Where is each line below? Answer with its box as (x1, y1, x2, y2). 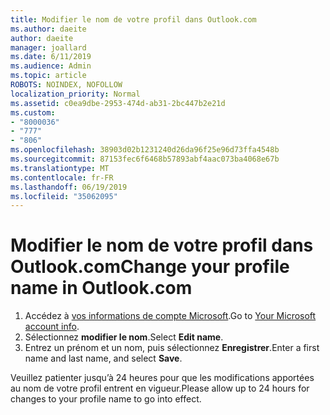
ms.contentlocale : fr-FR (10, 172, 114, 183)
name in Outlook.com (10, 277, 193, 300)
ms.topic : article (10, 71, 87, 81)
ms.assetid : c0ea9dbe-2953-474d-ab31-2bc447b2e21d (10, 98, 226, 108)
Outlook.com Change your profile (10, 256, 290, 278)
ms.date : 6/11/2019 (10, 52, 92, 62)
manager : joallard (10, 42, 87, 53)
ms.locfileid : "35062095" (10, 191, 118, 201)
